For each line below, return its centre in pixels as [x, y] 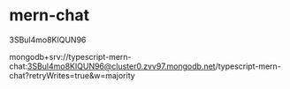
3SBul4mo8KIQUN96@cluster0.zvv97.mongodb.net [121, 66]
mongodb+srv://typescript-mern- [70, 56]
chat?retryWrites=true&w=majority [72, 75]
